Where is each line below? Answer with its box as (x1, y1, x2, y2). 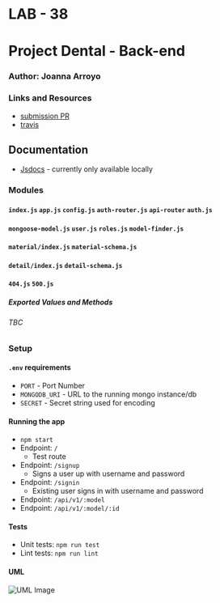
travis (19, 119, 39, 130)
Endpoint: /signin (19, 478, 80, 487)
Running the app (8, 416, 66, 426)
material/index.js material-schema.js (8, 244, 137, 252)
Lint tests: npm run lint (19, 548, 99, 558)
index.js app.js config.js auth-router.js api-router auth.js (8, 206, 213, 214)
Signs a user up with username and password (32, 469, 185, 478)
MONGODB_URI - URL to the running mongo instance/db (19, 389, 197, 399)
